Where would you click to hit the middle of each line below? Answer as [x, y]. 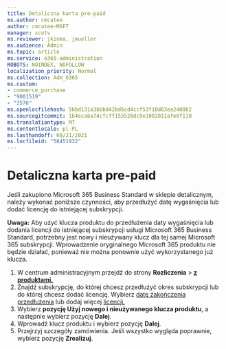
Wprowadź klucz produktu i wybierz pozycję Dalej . [89, 324]
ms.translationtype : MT [41, 122]
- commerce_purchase [37, 90]
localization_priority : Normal [52, 71]
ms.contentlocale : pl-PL [43, 129]
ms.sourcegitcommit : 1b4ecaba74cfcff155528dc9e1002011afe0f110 [100, 116]
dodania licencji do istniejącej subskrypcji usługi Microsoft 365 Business [110, 230]
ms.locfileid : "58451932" [44, 142]
